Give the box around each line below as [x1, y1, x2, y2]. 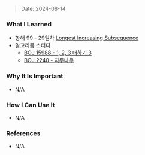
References [6, 129, 41, 137]
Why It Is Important [6, 72, 64, 80]
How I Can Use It [6, 101, 55, 109]
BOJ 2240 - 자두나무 [23, 57, 74, 64]
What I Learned [6, 20, 52, 28]
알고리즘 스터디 [14, 42, 51, 49]
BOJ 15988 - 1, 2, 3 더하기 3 [23, 49, 92, 56]
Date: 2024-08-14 [20, 5, 66, 12]
